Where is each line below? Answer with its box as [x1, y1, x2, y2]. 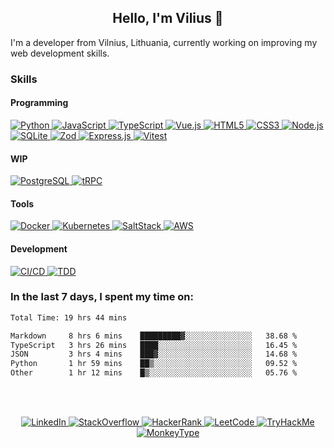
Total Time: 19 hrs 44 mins [10, 312, 128, 323]
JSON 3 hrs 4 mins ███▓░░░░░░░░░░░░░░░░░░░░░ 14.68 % [10, 349, 298, 360]
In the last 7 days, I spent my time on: [10, 290, 194, 304]
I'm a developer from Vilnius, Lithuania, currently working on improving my [10, 36, 318, 48]
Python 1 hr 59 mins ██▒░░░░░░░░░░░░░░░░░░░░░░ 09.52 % [10, 359, 298, 369]
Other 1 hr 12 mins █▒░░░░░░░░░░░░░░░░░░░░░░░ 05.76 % [10, 368, 298, 378]
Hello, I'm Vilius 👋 [112, 10, 224, 27]
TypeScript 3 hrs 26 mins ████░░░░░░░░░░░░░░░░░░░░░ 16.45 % [10, 340, 298, 350]
